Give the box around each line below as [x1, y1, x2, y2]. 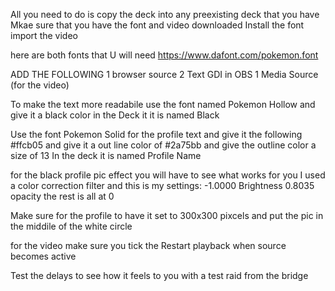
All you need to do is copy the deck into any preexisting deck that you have [10, 9, 320, 20]
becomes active [10, 250, 77, 262]
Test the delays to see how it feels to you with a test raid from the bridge [10, 270, 309, 281]
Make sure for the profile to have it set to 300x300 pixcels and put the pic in [10, 210, 324, 221]
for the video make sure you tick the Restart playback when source [10, 240, 287, 251]
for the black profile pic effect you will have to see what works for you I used [10, 169, 326, 181]
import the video [10, 30, 78, 41]
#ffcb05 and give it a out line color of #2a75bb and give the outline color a [10, 139, 317, 151]
